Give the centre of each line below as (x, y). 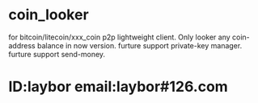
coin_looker (49, 15)
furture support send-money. (57, 54)
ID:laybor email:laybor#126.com (118, 87)
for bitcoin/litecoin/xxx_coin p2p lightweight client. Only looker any (119, 37)
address (22, 45)
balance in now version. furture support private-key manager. (140, 45)
